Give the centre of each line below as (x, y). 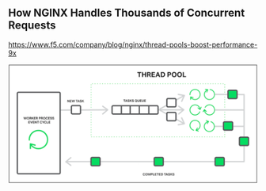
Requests (32, 26)
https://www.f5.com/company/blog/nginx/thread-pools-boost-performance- (133, 44)
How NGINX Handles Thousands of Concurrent (127, 13)
